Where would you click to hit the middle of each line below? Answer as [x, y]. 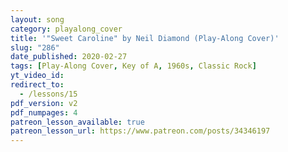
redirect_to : [37, 85]
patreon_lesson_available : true [77, 122]
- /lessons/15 [48, 94]
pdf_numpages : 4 [44, 112]
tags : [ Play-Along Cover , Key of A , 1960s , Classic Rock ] [133, 66]
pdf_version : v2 [44, 103]
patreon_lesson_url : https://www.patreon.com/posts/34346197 [140, 131]
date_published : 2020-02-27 [69, 57]
